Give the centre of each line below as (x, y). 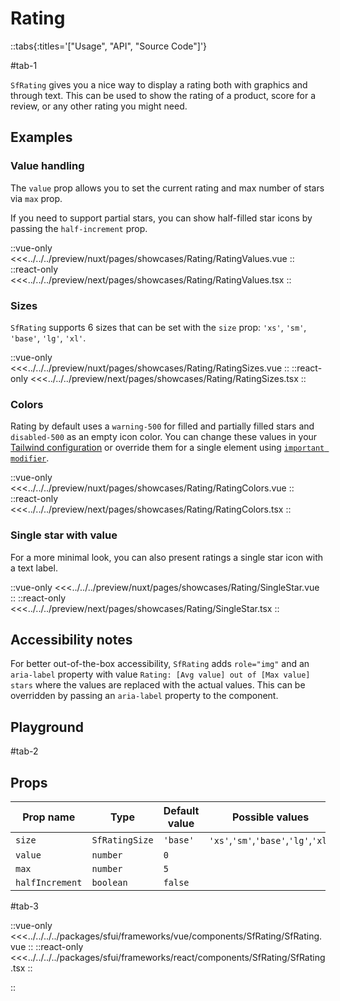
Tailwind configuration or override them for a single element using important (167, 448)
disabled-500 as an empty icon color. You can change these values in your (164, 437)
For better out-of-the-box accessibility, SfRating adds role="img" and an (160, 664)
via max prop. (36, 198)
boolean (109, 882)
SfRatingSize (122, 840)
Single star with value (64, 535)
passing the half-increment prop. (79, 228)
